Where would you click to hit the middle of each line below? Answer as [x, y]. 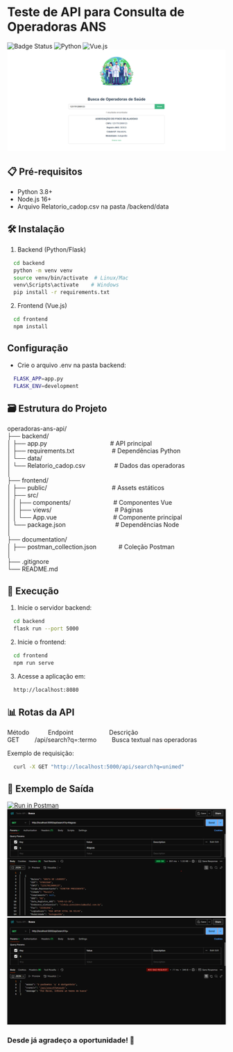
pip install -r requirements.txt [62, 293]
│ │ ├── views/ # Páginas [75, 510]
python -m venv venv [43, 270]
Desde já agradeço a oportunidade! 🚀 [71, 1040]
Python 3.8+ [35, 192]
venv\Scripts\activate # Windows [66, 285]
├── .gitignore [28, 562]
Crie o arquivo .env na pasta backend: [71, 365]
